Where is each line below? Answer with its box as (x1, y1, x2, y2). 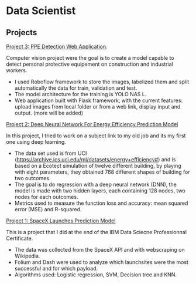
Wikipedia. (14, 252, 40, 259)
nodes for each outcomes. (14, 194, 78, 200)
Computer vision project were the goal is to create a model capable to (6, 55, 174, 61)
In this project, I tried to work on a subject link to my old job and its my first (6, 132, 186, 139)
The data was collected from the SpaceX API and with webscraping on (14, 246, 185, 253)
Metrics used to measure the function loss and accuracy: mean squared (14, 200, 188, 207)
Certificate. (6, 235, 33, 242)
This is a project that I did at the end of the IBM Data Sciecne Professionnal (6, 229, 187, 235)
